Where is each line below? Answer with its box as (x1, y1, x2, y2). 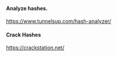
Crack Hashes (6, 31, 41, 38)
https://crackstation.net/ (6, 44, 64, 51)
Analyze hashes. (6, 5, 48, 12)
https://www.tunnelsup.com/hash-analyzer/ (6, 18, 111, 25)
